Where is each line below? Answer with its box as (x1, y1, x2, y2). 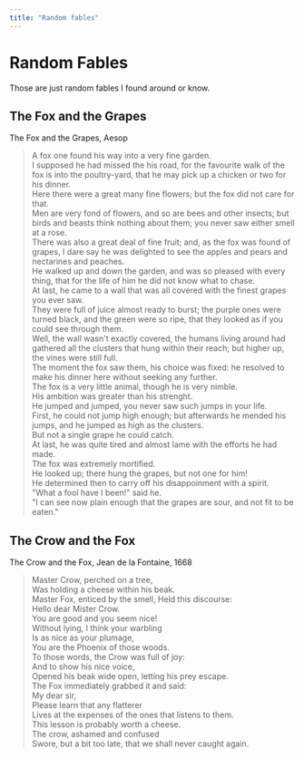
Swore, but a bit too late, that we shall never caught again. (31, 738, 250, 749)
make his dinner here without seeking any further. (31, 372, 218, 383)
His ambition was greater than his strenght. (31, 391, 193, 402)
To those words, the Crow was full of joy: (31, 652, 185, 663)
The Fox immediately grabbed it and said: (31, 681, 187, 692)
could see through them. (31, 324, 124, 335)
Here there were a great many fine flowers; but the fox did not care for (31, 189, 295, 199)
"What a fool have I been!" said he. (31, 487, 162, 499)
